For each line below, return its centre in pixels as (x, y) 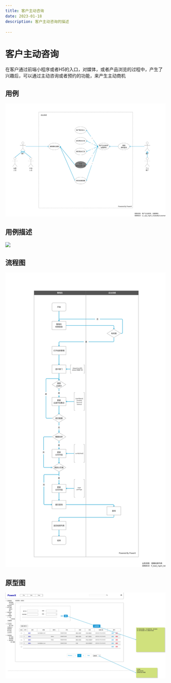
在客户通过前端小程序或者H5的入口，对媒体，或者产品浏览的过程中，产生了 (84, 69)
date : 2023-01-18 (24, 16)
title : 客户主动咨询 (25, 11)
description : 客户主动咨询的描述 (37, 21)
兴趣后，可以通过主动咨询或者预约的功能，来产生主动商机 (65, 76)
